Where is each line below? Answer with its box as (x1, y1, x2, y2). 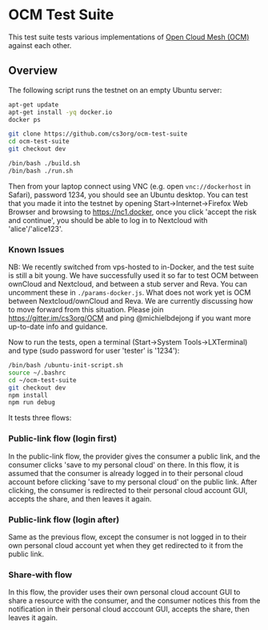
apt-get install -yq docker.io (8, 108, 113, 116)
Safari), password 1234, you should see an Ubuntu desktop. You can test (8, 190, 248, 200)
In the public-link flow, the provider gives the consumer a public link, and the (8, 451, 261, 461)
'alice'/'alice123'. (8, 224, 63, 233)
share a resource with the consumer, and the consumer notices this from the (8, 596, 261, 606)
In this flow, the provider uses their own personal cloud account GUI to (8, 588, 241, 597)
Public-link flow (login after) (8, 514, 120, 525)
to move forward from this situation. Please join (8, 305, 164, 314)
